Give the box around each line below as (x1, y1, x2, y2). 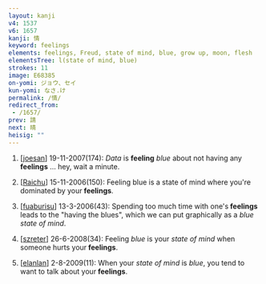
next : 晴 (8, 124, 36, 132)
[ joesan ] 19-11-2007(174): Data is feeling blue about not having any (19, 153, 243, 163)
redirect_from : (8, 101, 59, 109)
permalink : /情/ (8, 94, 62, 102)
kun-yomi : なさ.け (8, 86, 66, 95)
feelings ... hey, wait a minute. (19, 161, 120, 171)
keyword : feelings (8, 42, 70, 50)
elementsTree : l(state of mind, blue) (8, 57, 138, 65)
